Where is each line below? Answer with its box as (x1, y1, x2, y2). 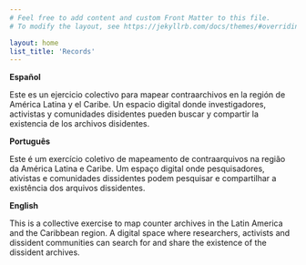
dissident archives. (9, 247, 80, 258)
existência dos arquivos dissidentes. (9, 183, 146, 194)
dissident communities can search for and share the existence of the (9, 238, 267, 249)
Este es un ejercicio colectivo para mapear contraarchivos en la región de (9, 89, 286, 100)
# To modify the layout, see (9, 22, 120, 31)
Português (9, 136, 51, 147)
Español (9, 72, 41, 83)
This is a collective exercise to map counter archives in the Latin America (9, 218, 284, 229)
